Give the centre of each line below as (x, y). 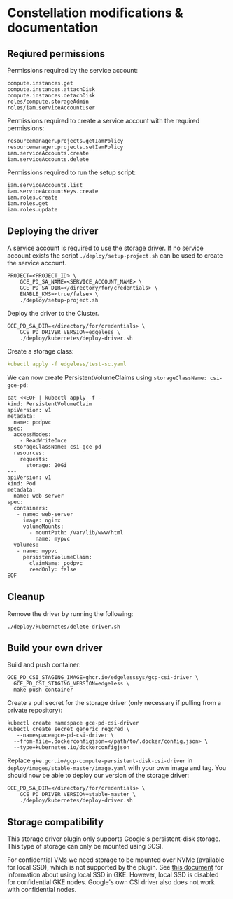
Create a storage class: (41, 351)
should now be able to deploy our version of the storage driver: (98, 776)
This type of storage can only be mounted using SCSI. (85, 846)
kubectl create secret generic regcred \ (69, 730)
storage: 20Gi (47, 465)
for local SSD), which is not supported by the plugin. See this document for (115, 867)
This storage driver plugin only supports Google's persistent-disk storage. (114, 839)
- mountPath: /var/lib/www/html (76, 532)
